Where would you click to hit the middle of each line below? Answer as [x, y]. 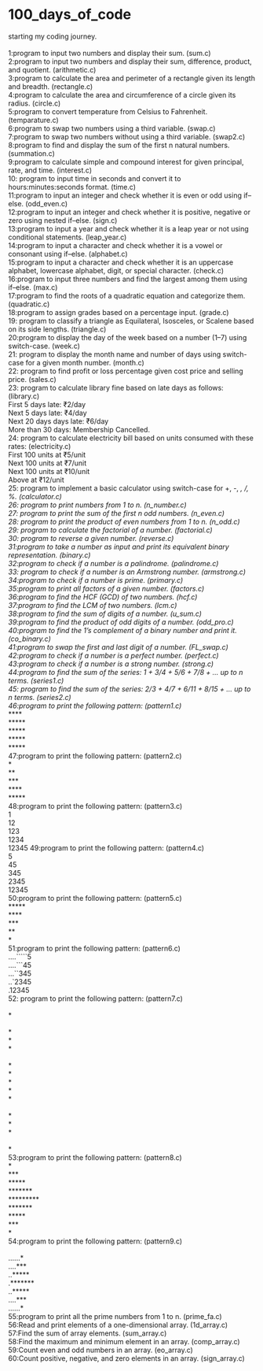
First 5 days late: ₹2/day [47, 404]
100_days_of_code [70, 15]
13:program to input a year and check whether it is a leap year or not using [128, 228]
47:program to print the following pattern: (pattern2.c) [95, 756]
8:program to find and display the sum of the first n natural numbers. [119, 145]
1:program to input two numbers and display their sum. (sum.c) [110, 53]
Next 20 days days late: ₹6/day [58, 421]
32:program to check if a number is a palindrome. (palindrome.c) [113, 563]
